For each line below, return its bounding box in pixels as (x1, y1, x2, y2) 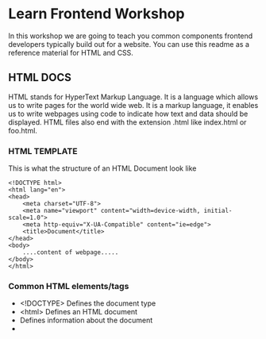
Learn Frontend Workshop (8, 5, 185, 23)
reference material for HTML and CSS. (8, 48, 133, 57)
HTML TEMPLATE (8, 145, 78, 156)
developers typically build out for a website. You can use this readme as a (8, 39, 250, 48)
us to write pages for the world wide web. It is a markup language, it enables (8, 100, 259, 110)
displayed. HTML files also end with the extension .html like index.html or (8, 117, 247, 127)
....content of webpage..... (22, 248, 119, 256)
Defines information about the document (19, 315, 153, 326)
